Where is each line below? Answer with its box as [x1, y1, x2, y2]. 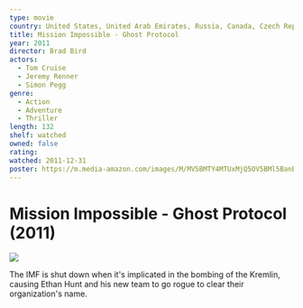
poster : [9, 164, 39, 173]
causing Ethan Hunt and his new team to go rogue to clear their [9, 279, 244, 290]
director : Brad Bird [9, 47, 87, 56]
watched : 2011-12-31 [9, 155, 87, 165]
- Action [17, 97, 50, 107]
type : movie [9, 13, 54, 23]
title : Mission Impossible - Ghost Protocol [9, 30, 179, 39]
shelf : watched [9, 131, 67, 140]
